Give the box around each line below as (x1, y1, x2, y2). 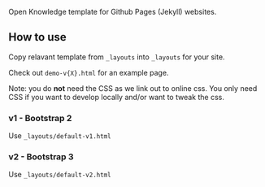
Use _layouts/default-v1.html (8, 131, 111, 141)
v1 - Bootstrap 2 (8, 112, 72, 124)
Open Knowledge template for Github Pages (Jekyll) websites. (8, 7, 217, 16)
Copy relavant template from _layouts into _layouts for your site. (8, 52, 225, 62)
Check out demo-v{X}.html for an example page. (8, 67, 169, 77)
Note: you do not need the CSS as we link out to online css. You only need (8, 83, 258, 93)
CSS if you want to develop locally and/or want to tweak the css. (8, 92, 225, 102)
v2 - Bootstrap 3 (8, 151, 75, 163)
